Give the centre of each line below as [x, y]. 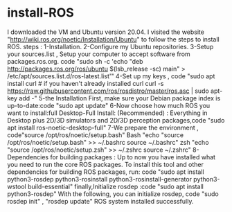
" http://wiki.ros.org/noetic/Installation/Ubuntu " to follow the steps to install [113, 39]
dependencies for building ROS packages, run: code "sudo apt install [106, 172]
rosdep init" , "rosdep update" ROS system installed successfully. [100, 201]
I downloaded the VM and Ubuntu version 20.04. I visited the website [106, 32]
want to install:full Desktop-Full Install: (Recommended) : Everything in [107, 113]
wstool [17, 186]
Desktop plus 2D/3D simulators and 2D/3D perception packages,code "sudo [116, 120]
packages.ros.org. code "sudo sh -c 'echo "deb [75, 61]
